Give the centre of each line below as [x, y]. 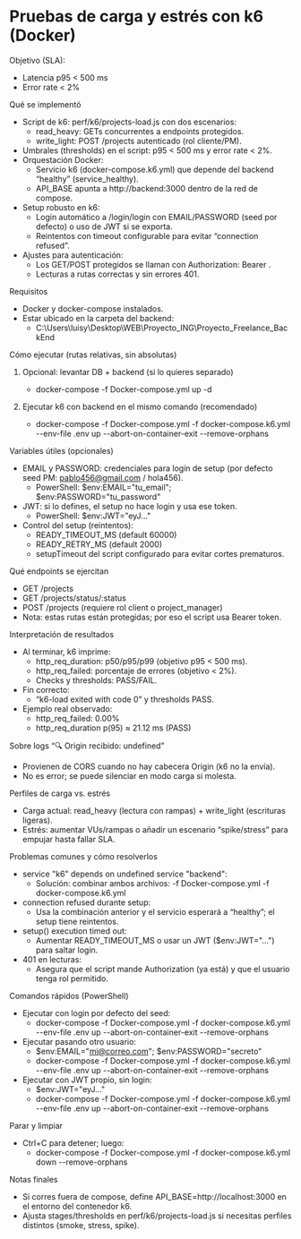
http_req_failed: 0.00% [77, 718]
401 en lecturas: [52, 959]
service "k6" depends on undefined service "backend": [125, 874]
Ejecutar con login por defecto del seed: [96, 1013]
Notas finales [34, 1179]
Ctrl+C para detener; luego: [73, 1142]
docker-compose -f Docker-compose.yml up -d [124, 389]
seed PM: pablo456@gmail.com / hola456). [103, 477]
